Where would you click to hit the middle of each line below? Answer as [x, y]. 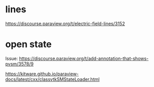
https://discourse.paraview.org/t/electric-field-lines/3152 [65, 24]
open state [29, 44]
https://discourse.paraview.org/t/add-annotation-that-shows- [84, 58]
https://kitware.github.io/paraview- [42, 74]
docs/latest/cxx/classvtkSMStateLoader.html [52, 79]
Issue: [12, 58]
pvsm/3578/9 [19, 64]
